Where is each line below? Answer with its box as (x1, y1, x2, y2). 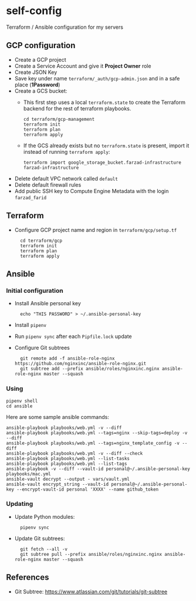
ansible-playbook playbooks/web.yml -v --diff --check (6, 450, 143, 456)
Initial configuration (6, 286, 63, 295)
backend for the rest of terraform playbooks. (23, 104, 131, 112)
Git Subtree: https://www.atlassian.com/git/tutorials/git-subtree (14, 588, 168, 595)
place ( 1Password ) (14, 81, 60, 88)
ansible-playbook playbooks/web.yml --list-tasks (6, 455, 130, 461)
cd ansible (6, 403, 33, 409)
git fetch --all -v (20, 546, 67, 552)
